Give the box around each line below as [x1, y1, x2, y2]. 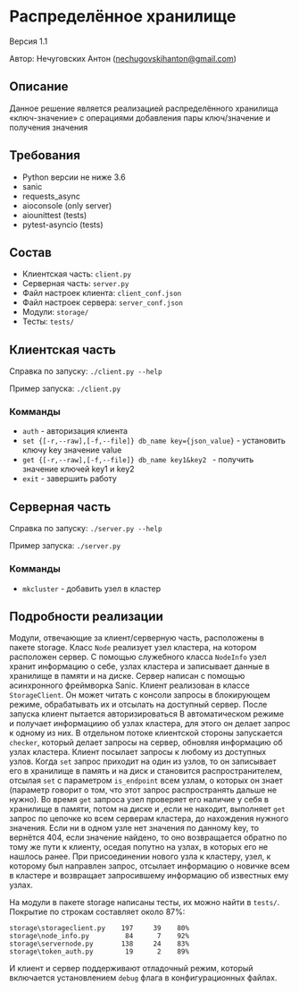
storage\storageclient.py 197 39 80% [9, 924, 190, 933]
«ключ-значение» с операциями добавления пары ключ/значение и [9, 112, 270, 123]
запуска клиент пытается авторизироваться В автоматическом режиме [9, 708, 284, 719]
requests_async [21, 191, 81, 201]
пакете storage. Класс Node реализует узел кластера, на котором [9, 642, 257, 653]
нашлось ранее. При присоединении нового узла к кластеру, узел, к [9, 852, 271, 862]
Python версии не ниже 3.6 [21, 172, 127, 182]
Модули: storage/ [21, 307, 89, 318]
